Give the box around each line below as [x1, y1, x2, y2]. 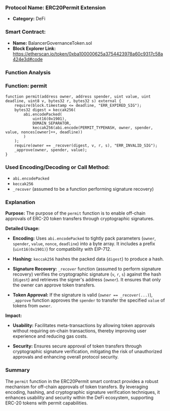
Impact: [5, 312, 22, 319]
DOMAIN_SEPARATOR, [32, 121, 72, 126]
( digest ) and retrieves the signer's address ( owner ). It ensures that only [12, 277, 161, 283]
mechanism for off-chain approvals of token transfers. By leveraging [5, 384, 148, 390]
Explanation [5, 199, 36, 206]
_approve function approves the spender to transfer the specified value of [12, 297, 165, 304]
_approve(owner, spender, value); [14, 147, 87, 153]
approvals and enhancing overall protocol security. [12, 354, 119, 360]
